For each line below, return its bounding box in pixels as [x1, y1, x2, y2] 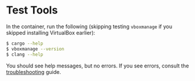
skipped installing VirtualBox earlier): [6, 29, 95, 36]
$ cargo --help [6, 41, 44, 46]
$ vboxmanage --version [6, 46, 65, 52]
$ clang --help [6, 51, 44, 58]
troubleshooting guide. [6, 68, 61, 75]
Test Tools [6, 4, 58, 17]
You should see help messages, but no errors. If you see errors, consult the [6, 62, 190, 69]
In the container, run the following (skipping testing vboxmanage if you [6, 23, 173, 30]
